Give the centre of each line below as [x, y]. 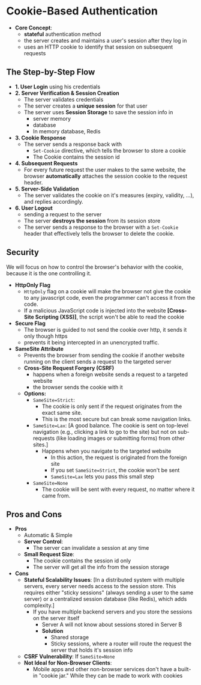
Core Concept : [33, 28]
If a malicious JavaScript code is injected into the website [95, 310]
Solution [52, 631]
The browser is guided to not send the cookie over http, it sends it [105, 329]
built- [184, 669]
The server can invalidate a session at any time [91, 548]
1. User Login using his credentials [58, 87]
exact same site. [62, 412]
